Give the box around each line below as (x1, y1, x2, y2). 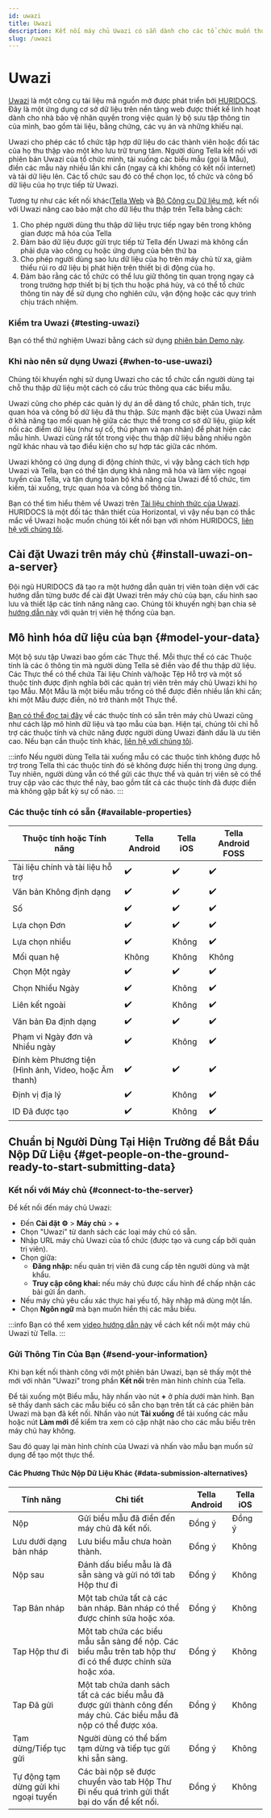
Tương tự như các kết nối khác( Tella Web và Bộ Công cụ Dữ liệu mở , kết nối (8, 195, 260, 206)
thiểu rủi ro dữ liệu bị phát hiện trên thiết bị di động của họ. (19, 263, 215, 273)
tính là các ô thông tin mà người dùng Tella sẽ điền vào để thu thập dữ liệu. (8, 661, 256, 670)
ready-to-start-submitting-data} (8, 1161, 176, 1174)
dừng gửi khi (12, 1781, 60, 1792)
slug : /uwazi (8, 34, 52, 43)
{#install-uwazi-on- (150, 548, 253, 561)
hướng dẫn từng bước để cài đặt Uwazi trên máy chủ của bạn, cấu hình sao (8, 590, 258, 600)
